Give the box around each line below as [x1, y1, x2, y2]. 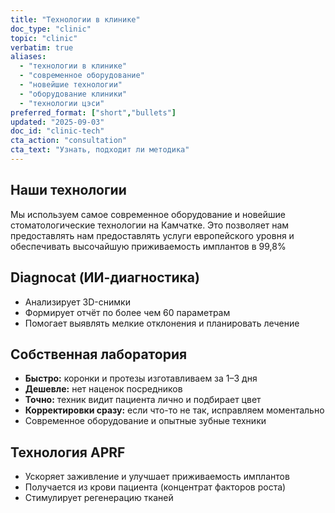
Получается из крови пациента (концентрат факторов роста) [24, 481, 287, 493]
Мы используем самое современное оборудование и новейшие [10, 208, 287, 220]
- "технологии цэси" [19, 98, 105, 108]
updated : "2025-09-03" [10, 117, 105, 127]
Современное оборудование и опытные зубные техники [24, 415, 267, 427]
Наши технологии [10, 182, 127, 199]
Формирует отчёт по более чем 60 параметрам [24, 306, 231, 318]
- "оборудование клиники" [19, 89, 128, 99]
